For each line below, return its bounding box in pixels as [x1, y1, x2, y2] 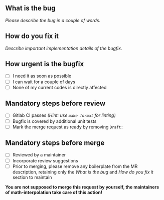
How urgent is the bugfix [5, 60, 84, 68]
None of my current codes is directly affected [12, 84, 107, 90]
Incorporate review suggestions [12, 157, 79, 163]
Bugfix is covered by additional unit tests [12, 118, 97, 124]
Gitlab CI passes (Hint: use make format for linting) [12, 112, 116, 118]
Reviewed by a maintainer [12, 152, 66, 158]
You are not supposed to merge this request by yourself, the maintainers [5, 184, 159, 190]
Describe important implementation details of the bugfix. [5, 45, 122, 51]
